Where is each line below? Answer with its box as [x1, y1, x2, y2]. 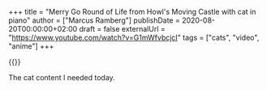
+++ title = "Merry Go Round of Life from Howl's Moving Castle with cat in [8, 7, 256, 16]
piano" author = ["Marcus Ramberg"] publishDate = [8, 15, 180, 25]
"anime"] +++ [8, 41, 54, 51]
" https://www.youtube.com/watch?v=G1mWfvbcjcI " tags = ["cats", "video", [8, 32, 260, 42]
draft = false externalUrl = [79, 24, 166, 33]
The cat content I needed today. [8, 73, 115, 82]
